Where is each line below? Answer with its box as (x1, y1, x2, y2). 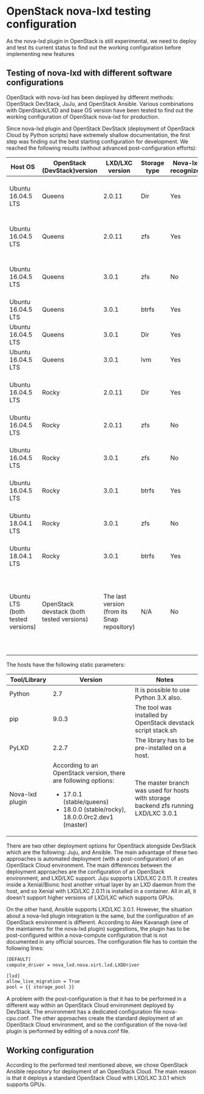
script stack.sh (135, 726, 177, 734)
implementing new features (6, 50, 75, 57)
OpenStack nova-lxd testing (6, 4, 151, 18)
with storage (135, 793, 171, 802)
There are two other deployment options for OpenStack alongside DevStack (6, 842, 196, 849)
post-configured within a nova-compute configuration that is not (6, 931, 168, 939)
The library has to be (135, 735, 194, 744)
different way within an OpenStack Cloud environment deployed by (6, 1001, 174, 1009)
